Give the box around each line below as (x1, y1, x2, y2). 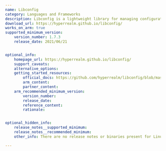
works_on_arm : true (5, 26, 45, 30)
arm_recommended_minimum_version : (14, 89, 85, 94)
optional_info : (5, 52, 37, 57)
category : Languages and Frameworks (5, 12, 81, 17)
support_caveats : (14, 61, 50, 66)
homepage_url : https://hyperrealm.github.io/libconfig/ (14, 57, 132, 62)
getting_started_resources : (14, 71, 72, 76)
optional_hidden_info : (5, 121, 52, 125)
